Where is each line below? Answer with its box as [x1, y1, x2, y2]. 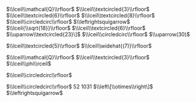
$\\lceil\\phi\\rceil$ [6, 60, 52, 67]
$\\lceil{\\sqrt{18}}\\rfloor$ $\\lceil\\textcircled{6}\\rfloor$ [6, 24, 146, 31]
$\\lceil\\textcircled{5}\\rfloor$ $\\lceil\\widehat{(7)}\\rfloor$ [6, 42, 152, 49]
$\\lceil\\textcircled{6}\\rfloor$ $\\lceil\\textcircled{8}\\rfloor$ [6, 12, 156, 19]
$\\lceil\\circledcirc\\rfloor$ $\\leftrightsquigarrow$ [6, 18, 131, 25]
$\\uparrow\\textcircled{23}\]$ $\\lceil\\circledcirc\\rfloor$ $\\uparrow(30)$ [6, 31, 190, 38]
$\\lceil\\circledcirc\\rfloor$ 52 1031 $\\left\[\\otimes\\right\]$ [6, 83, 153, 90]
